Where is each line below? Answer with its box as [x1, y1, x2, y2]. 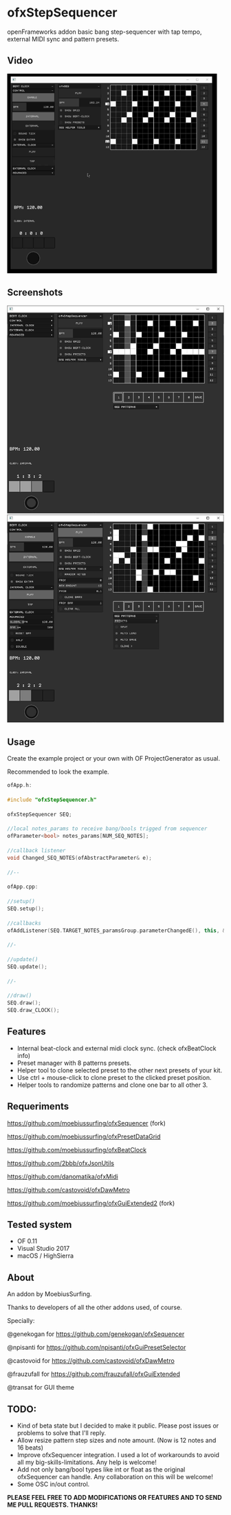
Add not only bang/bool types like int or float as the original [16, 1465, 186, 1474]
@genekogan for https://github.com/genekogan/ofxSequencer [7, 1330, 185, 1338]
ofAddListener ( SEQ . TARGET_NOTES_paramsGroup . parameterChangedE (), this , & [7, 927, 226, 934]
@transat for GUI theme [7, 1384, 74, 1392]
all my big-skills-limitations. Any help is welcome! [16, 1458, 157, 1467]
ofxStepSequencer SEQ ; [7, 811, 72, 818]
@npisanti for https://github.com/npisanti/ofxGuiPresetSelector [7, 1344, 186, 1352]
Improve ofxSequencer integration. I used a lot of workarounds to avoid [16, 1451, 220, 1459]
